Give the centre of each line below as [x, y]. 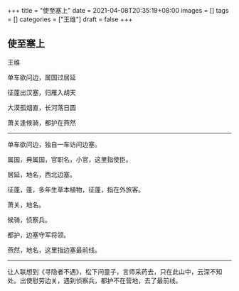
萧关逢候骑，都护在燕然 [42, 122]
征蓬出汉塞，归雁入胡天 [42, 92]
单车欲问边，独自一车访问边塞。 [54, 144]
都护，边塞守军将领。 [38, 235]
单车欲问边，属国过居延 [42, 77]
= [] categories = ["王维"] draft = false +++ [70, 19]
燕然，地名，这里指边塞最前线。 [54, 250]
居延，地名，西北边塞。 [42, 174]
